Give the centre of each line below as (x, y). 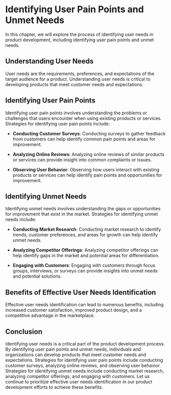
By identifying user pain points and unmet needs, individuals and (73, 349)
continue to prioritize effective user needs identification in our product (79, 382)
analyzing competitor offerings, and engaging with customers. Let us (78, 376)
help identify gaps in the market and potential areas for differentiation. (86, 256)
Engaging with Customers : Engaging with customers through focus (84, 265)
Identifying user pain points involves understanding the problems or (76, 113)
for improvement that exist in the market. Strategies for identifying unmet (82, 214)
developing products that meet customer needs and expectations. (74, 84)
